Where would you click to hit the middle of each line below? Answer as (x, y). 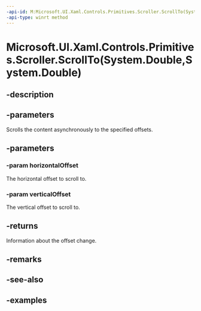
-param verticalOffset (39, 194)
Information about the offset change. (51, 240)
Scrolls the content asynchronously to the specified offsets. (80, 129)
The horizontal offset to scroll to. (46, 178)
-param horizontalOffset (42, 166)
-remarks (24, 260)
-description (30, 95)
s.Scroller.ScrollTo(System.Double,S (99, 60)
